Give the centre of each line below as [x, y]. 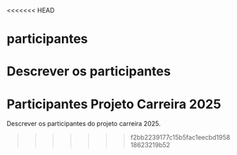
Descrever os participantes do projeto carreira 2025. [84, 124]
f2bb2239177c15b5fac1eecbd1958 [180, 137]
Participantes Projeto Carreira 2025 [114, 104]
